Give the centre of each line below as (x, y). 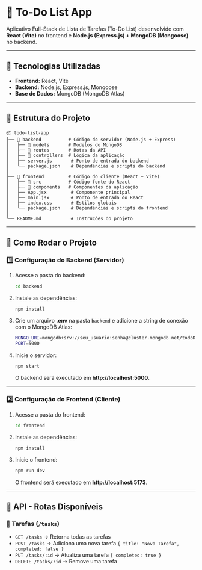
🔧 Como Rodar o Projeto (52, 242)
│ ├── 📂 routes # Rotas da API (56, 150)
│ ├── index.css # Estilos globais (62, 203)
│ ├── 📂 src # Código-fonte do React (68, 182)
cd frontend (30, 426)
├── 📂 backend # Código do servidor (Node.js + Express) (91, 140)
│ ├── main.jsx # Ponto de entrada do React (75, 197)
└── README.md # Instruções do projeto (70, 218)
